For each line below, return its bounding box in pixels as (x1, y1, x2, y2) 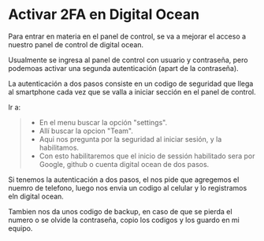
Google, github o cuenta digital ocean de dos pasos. (39, 159, 210, 169)
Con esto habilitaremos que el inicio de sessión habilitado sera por (39, 151, 255, 161)
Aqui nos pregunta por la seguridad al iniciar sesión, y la (39, 134, 222, 143)
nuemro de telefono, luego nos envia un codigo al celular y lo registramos (8, 183, 247, 192)
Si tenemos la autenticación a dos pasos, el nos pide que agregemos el (8, 175, 240, 184)
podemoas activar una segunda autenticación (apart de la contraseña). (8, 63, 239, 72)
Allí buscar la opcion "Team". (39, 126, 134, 135)
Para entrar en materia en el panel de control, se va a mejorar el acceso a (8, 32, 247, 41)
